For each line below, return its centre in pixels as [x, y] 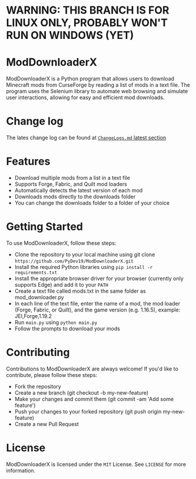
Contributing [38, 352]
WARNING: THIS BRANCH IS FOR [88, 10]
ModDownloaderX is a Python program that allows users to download [90, 79]
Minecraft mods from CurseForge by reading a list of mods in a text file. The [98, 85]
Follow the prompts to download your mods [67, 329]
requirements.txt [36, 273]
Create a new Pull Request [47, 424]
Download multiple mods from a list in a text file [72, 178]
